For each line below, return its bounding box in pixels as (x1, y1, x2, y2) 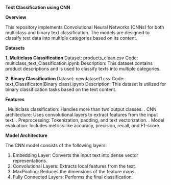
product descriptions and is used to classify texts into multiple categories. (5, 66, 161, 72)
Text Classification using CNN (5, 5, 70, 10)
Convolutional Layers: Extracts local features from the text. (12, 163, 136, 169)
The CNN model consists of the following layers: (5, 143, 107, 148)
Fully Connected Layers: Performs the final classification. (12, 174, 133, 180)
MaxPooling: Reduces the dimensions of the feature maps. (12, 169, 136, 174)
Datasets (5, 45, 25, 51)
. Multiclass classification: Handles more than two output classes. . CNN (5, 106, 157, 112)
